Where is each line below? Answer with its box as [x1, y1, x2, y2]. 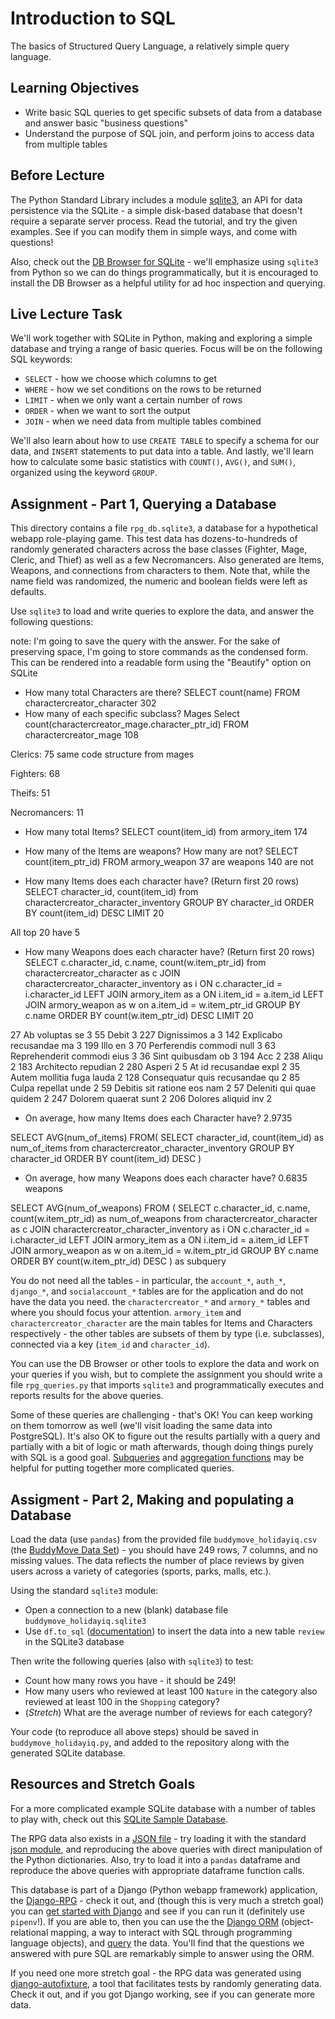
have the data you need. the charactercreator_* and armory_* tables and [10, 1296, 311, 1308]
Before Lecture [10, 167, 105, 184]
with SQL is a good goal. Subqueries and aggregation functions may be [10, 1452, 305, 1464]
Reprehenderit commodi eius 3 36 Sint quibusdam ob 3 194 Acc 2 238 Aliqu [10, 1050, 323, 1062]
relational [10, 1926, 49, 1938]
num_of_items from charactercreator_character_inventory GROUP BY [10, 1142, 295, 1154]
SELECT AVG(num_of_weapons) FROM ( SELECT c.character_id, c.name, [10, 1202, 311, 1214]
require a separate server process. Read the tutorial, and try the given [10, 215, 298, 227]
